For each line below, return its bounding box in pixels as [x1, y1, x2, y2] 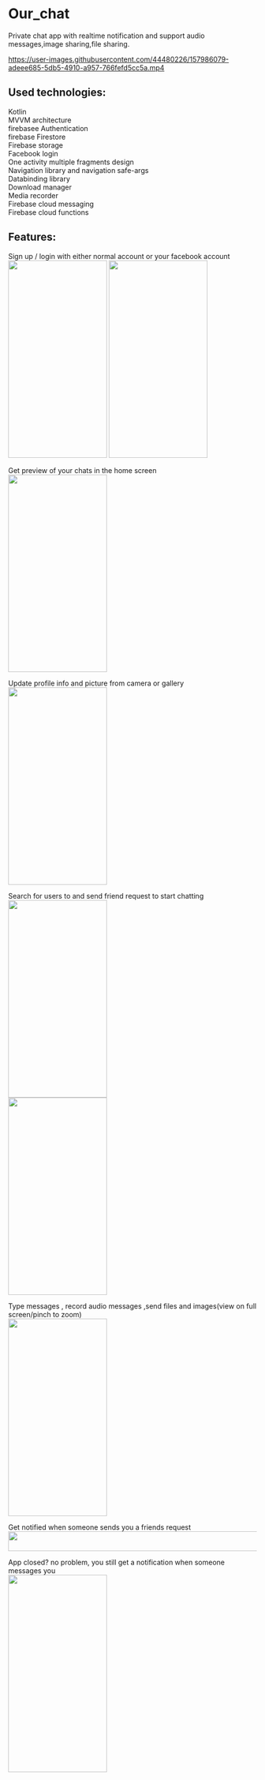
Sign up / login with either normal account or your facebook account [8, 251, 230, 261]
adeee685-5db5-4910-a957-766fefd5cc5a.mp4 [8, 62, 165, 72]
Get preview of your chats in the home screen [8, 465, 157, 475]
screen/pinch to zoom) [8, 1309, 82, 1319]
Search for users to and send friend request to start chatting [8, 891, 204, 900]
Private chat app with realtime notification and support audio [8, 31, 205, 40]
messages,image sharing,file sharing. [8, 39, 130, 48]
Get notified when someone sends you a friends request [8, 1522, 192, 1532]
